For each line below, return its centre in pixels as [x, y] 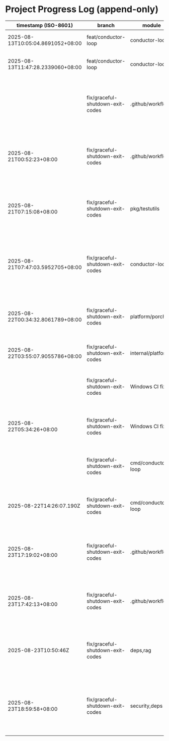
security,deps [146, 706]
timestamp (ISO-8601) [45, 25]
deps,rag [141, 650]
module [152, 25]
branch [106, 25]
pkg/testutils [145, 208]
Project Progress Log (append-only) [82, 9]
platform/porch [148, 316]
